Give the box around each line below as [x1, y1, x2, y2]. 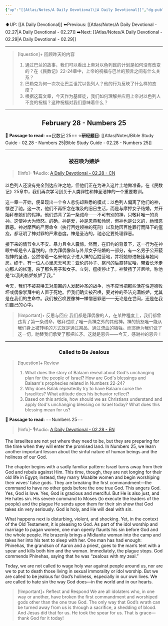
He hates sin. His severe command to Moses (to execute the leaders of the [5, 496, 159, 502]
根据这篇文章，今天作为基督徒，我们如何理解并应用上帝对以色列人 [24, 93, 161, 99]
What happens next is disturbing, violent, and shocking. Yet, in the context [5, 516, 158, 522]
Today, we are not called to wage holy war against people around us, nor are [5, 563, 163, 569]
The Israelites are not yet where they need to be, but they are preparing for [5, 438, 159, 444]
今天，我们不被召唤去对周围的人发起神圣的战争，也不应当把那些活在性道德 [5, 283, 158, 289]
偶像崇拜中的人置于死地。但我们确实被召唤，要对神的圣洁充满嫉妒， [13, 289, 154, 295]
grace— [139, 610, 156, 616]
